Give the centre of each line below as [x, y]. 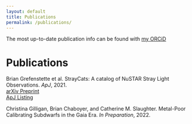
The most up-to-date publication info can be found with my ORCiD [86, 39]
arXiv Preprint [23, 91]
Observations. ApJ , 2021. [37, 85]
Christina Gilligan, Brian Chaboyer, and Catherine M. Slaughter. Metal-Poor [96, 109]
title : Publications [31, 17]
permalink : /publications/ [39, 22]
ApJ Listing [20, 98]
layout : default [26, 11]
